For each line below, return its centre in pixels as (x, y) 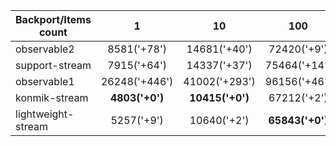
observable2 (45, 49)
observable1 (45, 81)
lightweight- (45, 114)
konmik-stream (52, 97)
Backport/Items (53, 19)
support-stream (53, 65)
